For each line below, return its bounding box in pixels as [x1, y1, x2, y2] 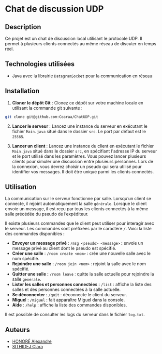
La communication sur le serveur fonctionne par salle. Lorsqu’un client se [5, 196, 151, 202]
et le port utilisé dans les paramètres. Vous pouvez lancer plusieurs [12, 153, 147, 159]
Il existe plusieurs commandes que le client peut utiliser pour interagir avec [5, 220, 155, 226]
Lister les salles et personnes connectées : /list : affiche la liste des [12, 282, 152, 287]
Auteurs [5, 325, 30, 334]
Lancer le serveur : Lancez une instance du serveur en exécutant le [12, 123, 147, 129]
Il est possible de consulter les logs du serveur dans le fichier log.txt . [5, 312, 145, 318]
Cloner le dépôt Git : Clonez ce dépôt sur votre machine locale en [12, 100, 144, 105]
